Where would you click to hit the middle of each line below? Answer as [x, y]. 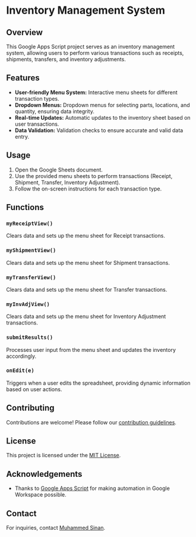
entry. [22, 136]
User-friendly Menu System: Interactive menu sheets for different [96, 92]
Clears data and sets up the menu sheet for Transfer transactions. [87, 289]
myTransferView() [31, 277]
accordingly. [21, 356]
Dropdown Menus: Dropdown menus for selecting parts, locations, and [102, 105]
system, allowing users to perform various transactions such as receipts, [95, 53]
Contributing [30, 408]
